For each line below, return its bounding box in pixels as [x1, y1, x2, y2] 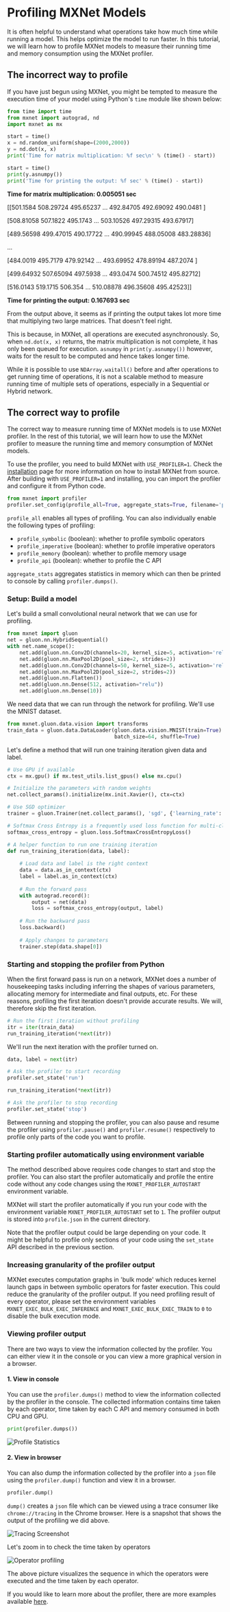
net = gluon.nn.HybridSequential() [7, 636, 109, 644]
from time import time [7, 108, 72, 115]
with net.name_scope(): [7, 643, 75, 650]
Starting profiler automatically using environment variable [7, 1150, 205, 1159]
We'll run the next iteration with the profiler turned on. [7, 1042, 159, 1050]
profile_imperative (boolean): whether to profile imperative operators [16, 542, 216, 550]
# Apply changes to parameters [19, 937, 109, 943]
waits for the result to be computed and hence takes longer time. [7, 352, 190, 360]
